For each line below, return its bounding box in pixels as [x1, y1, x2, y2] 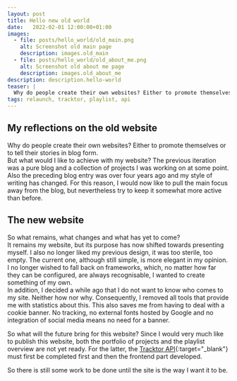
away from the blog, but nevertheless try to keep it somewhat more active [7, 186, 222, 195]
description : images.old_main [20, 50, 109, 57]
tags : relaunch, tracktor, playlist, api [7, 96, 131, 103]
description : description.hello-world [7, 76, 121, 84]
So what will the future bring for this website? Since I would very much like [7, 329, 224, 338]
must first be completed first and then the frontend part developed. [7, 352, 202, 360]
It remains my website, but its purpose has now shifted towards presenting [7, 240, 224, 249]
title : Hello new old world [7, 17, 90, 24]
